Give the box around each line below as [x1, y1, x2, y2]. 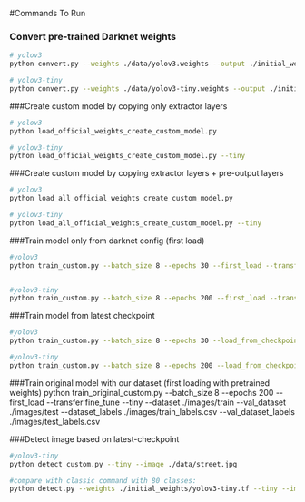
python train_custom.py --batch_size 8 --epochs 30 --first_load [9, 261, 261, 271]
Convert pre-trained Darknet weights [9, 30, 177, 43]
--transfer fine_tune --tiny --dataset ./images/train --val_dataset [45, 397, 287, 408]
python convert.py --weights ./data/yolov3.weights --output [9, 59, 246, 69]
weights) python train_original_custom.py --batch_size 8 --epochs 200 [9, 387, 274, 398]
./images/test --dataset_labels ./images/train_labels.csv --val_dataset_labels [9, 406, 295, 417]
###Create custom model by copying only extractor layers [9, 100, 228, 112]
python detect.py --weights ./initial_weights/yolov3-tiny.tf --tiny [9, 485, 279, 494]
